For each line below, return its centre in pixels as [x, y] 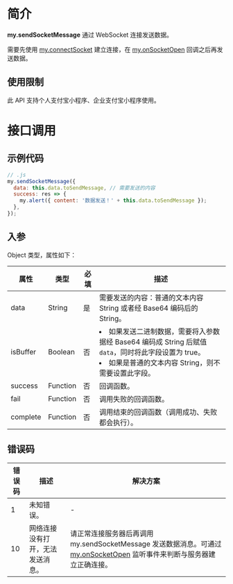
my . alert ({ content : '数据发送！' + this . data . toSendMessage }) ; [113, 201]
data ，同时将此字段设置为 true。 [152, 352]
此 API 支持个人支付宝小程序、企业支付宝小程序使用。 [84, 100]
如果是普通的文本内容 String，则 [161, 363]
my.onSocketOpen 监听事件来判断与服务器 [140, 554]
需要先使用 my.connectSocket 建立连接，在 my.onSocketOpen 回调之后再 [112, 49]
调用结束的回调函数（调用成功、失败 [158, 412]
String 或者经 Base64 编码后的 [149, 308]
